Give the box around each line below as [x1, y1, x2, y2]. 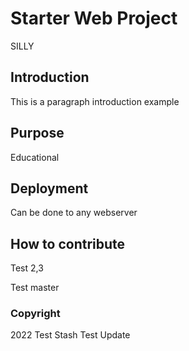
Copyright [10, 307, 61, 321]
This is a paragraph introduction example [10, 95, 180, 107]
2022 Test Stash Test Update [10, 329, 131, 341]
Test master [10, 282, 60, 294]
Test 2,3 [10, 262, 44, 274]
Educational [10, 151, 60, 163]
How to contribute [10, 235, 126, 252]
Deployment [10, 180, 89, 197]
